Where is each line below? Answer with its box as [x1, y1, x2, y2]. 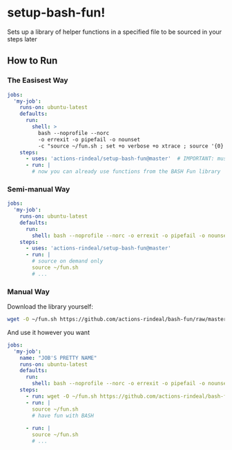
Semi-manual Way [7, 184, 70, 194]
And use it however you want [7, 328, 90, 336]
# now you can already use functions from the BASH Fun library [32, 168, 221, 175]
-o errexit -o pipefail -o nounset [37, 136, 140, 143]
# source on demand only [32, 258, 104, 265]
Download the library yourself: [7, 303, 93, 311]
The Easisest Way [7, 76, 68, 85]
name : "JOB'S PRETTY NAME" [19, 354, 97, 361]
